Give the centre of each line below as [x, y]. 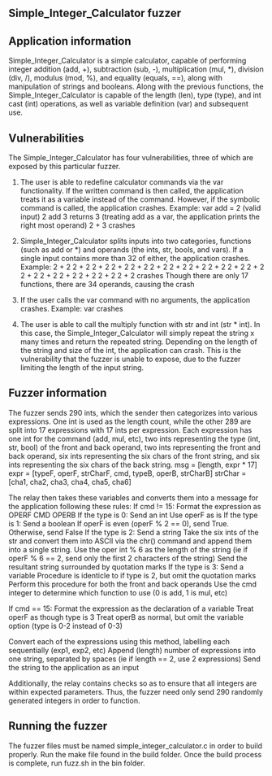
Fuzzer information [58, 393]
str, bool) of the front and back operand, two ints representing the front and [135, 447]
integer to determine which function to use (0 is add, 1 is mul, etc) [118, 592]
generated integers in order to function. [74, 700]
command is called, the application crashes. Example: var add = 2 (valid [140, 208]
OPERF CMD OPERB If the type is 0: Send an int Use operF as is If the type [133, 515]
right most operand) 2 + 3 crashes [78, 225]
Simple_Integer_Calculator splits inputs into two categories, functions [136, 241]
